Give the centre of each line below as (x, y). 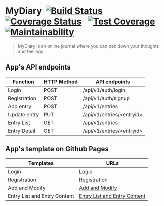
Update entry (23, 114)
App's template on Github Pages (57, 149)
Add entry (20, 106)
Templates (41, 163)
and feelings (30, 51)
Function (23, 82)
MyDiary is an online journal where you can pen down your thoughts (88, 46)
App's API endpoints (38, 67)
